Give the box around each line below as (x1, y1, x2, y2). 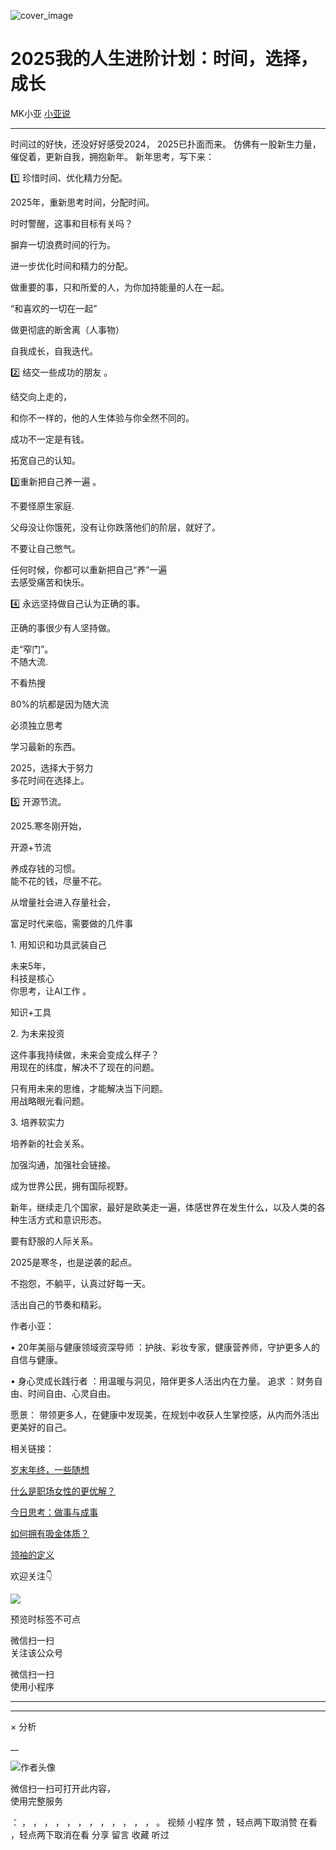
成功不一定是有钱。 (10, 433, 90, 445)
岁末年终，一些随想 (10, 1463, 90, 1475)
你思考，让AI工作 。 (10, 985, 92, 997)
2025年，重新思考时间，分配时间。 (10, 196, 155, 208)
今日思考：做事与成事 (10, 1506, 98, 1518)
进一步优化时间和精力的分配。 (10, 260, 133, 272)
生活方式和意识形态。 (18, 1213, 107, 1225)
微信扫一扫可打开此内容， (10, 1782, 116, 1794)
